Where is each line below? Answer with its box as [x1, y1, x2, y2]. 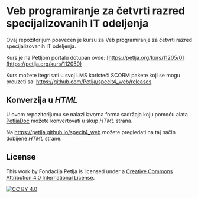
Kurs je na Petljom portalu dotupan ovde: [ [6, 54, 109, 61]
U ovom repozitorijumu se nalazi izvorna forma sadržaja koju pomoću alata [6, 111, 188, 118]
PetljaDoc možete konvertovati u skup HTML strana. [6, 117, 133, 124]
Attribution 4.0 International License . [6, 174, 95, 181]
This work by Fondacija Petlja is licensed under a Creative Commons [6, 167, 173, 175]
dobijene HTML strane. [6, 135, 62, 142]
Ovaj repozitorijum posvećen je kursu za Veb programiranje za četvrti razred [6, 36, 192, 43]
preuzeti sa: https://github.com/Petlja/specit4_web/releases [6, 78, 152, 85]
